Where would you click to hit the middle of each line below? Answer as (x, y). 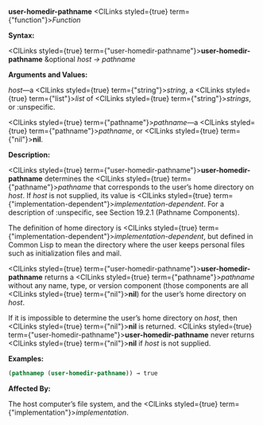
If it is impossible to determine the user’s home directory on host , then (123, 318)
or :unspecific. (32, 107)
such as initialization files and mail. (65, 253)
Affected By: (30, 388)
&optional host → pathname (90, 59)
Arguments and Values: (48, 74)
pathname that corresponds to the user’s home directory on (156, 187)
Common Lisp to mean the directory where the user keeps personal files (127, 245)
